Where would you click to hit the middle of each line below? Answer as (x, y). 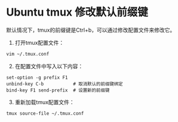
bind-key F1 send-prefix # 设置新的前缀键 (58, 90)
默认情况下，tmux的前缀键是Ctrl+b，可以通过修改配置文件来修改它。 (91, 30)
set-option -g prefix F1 (37, 77)
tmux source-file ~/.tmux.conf (45, 113)
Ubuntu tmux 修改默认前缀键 (77, 12)
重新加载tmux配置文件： (44, 102)
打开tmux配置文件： (39, 42)
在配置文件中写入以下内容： (49, 66)
